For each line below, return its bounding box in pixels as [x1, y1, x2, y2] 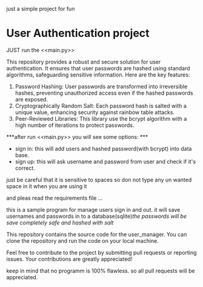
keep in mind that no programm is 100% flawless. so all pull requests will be [6, 267, 195, 274]
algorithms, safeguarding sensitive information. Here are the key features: [6, 71, 190, 78]
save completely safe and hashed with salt [6, 218, 114, 226]
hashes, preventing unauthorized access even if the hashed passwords [15, 89, 193, 96]
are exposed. [15, 95, 48, 103]
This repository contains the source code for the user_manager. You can [6, 231, 187, 238]
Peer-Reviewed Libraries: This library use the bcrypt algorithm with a [15, 115, 187, 122]
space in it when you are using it [6, 182, 87, 190]
